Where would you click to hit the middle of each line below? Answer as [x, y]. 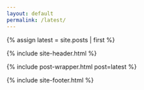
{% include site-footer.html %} [50, 80]
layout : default [30, 13]
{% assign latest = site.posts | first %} [61, 39]
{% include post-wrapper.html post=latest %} [72, 66]
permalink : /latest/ [37, 20]
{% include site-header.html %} [52, 53]
